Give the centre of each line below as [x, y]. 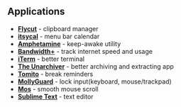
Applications [36, 12]
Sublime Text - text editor [55, 96]
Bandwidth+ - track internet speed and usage [85, 51]
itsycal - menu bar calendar [59, 36]
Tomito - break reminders [55, 74]
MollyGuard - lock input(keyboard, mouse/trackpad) [94, 81]
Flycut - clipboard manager [58, 28]
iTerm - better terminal [51, 59]
